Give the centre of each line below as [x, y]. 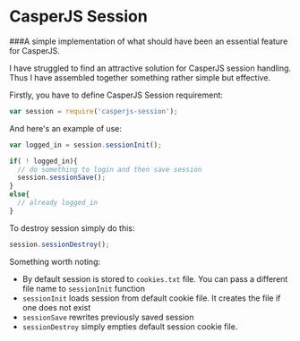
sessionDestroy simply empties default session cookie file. [130, 326]
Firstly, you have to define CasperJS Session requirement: [116, 95]
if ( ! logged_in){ [43, 161]
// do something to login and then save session [110, 169]
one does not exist [56, 307]
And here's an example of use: [66, 128]
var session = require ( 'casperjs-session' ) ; [94, 111]
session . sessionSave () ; [61, 178]
